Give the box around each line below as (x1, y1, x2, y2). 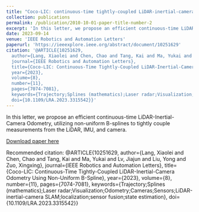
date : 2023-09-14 (6, 31, 49, 37)
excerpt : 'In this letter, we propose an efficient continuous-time (6, 25, 179, 31)
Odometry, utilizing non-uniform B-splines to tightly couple (26, 119, 171, 126)
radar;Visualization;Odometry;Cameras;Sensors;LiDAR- (57, 186, 193, 194)
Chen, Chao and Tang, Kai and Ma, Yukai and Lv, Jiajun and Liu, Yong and (6, 155, 187, 162)
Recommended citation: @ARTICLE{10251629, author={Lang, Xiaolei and (6, 149, 184, 156)
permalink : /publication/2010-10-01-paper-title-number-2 (6, 20, 152, 26)
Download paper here (6, 137, 59, 144)
